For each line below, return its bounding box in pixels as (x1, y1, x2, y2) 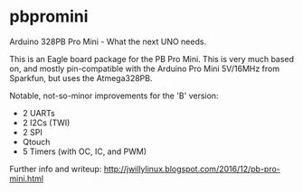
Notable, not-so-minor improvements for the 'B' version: (9, 90, 219, 101)
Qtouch (22, 136, 51, 147)
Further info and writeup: (9, 163, 102, 174)
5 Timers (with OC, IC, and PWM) (22, 146, 147, 157)
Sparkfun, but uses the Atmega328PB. (9, 72, 153, 83)
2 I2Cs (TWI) (22, 117, 71, 128)
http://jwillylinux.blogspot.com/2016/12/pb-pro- (103, 163, 280, 174)
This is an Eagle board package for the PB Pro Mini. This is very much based (9, 53, 295, 64)
